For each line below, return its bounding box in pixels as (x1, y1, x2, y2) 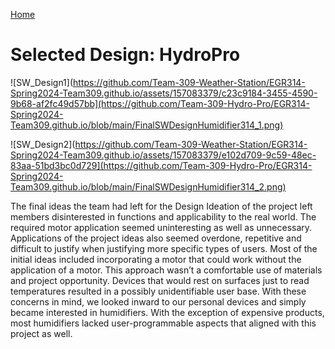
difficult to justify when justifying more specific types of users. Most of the (10, 242, 318, 254)
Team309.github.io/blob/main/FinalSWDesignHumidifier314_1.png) (10, 119, 284, 131)
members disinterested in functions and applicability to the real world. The (10, 210, 317, 223)
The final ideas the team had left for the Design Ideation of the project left (10, 200, 313, 212)
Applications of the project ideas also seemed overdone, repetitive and (10, 232, 302, 244)
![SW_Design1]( (10, 76, 74, 88)
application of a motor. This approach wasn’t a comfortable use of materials (10, 264, 323, 276)
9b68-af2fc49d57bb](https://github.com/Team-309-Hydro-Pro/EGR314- (10, 97, 310, 109)
